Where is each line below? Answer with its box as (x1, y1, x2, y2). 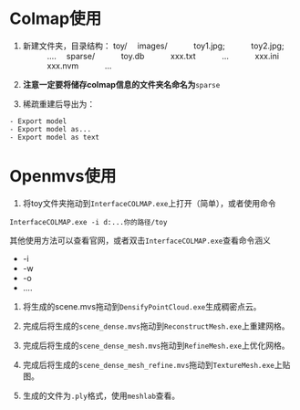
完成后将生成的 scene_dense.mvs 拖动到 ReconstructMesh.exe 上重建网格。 (22, 321, 290, 331)
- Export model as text (9, 132, 100, 142)
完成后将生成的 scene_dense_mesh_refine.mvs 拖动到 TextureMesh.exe (22, 359, 275, 370)
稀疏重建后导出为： (22, 98, 96, 110)
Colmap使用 (9, 8, 102, 29)
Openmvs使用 (9, 166, 117, 187)
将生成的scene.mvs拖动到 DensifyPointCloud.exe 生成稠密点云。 (22, 300, 262, 311)
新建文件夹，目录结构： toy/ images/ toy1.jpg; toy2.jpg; (22, 40, 284, 51)
